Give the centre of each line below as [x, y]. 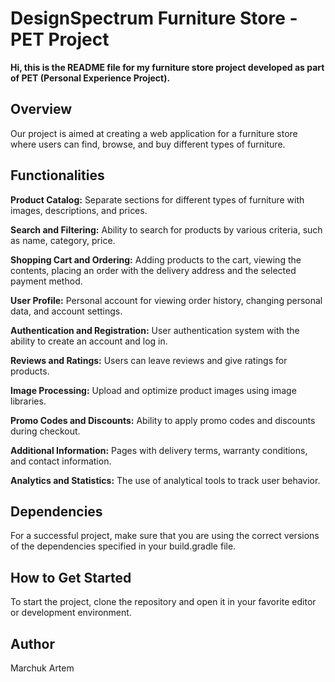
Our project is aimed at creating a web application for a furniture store [154, 133]
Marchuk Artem [42, 668]
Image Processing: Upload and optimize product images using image [153, 390]
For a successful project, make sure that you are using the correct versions [165, 536]
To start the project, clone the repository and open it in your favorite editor [163, 602]
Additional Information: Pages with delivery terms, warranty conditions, [159, 450]
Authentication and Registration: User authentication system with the [155, 330]
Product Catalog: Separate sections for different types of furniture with [157, 199]
